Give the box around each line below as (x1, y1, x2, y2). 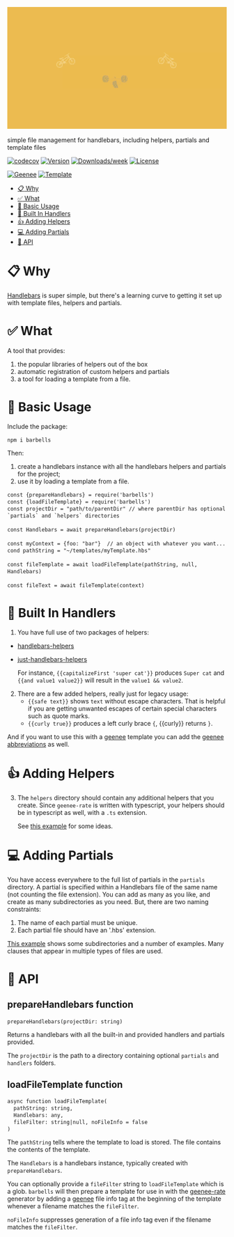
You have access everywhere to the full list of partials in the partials (7, 875, 205, 884)
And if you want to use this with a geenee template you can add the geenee (7, 732, 224, 741)
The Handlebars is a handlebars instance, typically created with (7, 1159, 188, 1167)
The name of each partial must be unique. (17, 918, 138, 926)
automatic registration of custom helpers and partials (17, 367, 170, 375)
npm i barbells (7, 436, 52, 444)
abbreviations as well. (7, 740, 70, 748)
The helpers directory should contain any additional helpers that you (17, 793, 214, 802)
